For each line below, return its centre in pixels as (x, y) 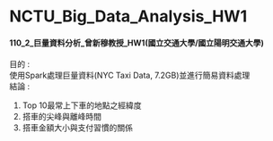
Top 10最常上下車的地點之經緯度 (82, 105)
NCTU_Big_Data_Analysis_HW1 (128, 17)
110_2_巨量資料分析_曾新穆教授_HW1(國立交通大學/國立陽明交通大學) (137, 43)
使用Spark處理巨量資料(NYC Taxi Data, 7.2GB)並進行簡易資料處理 (130, 75)
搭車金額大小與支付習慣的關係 (77, 128)
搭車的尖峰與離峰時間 (62, 117)
